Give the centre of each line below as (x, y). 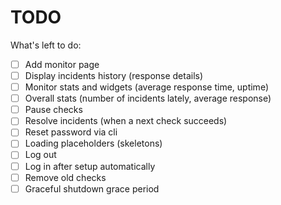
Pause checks (53, 110)
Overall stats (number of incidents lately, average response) (148, 98)
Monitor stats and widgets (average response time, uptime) (146, 87)
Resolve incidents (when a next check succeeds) (126, 121)
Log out (40, 155)
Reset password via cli (71, 132)
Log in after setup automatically (90, 166)
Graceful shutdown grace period (92, 188)
